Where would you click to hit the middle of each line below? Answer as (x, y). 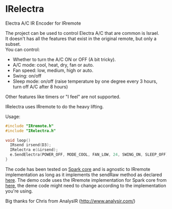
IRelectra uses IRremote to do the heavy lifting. (55, 106)
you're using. (19, 191)
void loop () (18, 140)
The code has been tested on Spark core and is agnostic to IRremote (78, 169)
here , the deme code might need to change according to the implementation (86, 185)
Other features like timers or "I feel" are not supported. (63, 97)
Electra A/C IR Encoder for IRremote (43, 23)
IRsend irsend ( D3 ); (31, 145)
